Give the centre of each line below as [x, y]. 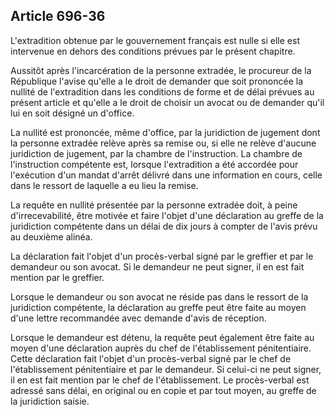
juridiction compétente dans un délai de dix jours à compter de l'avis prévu [164, 226]
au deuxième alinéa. [51, 236]
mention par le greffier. [57, 277]
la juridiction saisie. [50, 401]
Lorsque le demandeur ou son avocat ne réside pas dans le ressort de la [159, 296]
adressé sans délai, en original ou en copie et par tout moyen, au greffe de [163, 390]
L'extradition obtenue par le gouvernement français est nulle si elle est [155, 40]
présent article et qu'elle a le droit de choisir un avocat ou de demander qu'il [167, 102]
